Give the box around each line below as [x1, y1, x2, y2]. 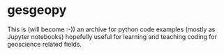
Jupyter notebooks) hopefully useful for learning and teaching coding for [7, 32, 218, 40]
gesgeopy [7, 2, 67, 18]
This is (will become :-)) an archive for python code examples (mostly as [7, 25, 216, 33]
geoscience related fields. [7, 40, 82, 48]
